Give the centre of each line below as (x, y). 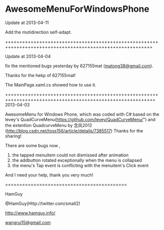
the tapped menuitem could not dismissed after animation (70, 155)
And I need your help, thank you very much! (49, 175)
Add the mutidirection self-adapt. (38, 32)
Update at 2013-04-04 (28, 56)
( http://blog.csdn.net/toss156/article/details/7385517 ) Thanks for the (74, 130)
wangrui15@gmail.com (28, 222)
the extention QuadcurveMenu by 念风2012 (49, 125)
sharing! (13, 136)
